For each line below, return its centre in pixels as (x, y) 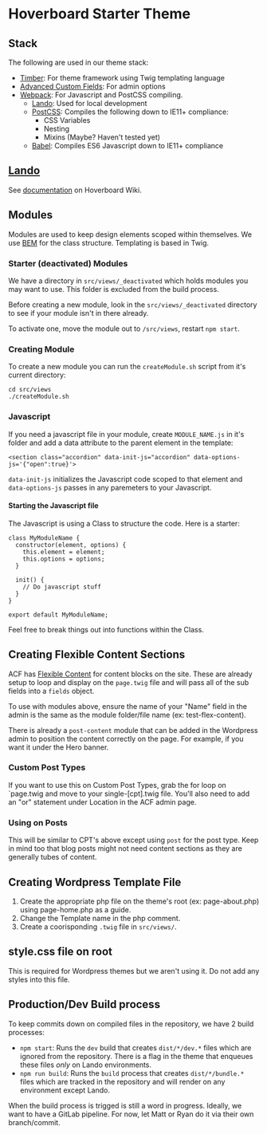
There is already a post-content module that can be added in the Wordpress (133, 730)
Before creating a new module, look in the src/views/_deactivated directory (133, 305)
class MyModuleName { (44, 538)
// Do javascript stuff (62, 587)
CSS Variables (67, 120)
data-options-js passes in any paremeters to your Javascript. (110, 487)
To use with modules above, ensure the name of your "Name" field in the (128, 706)
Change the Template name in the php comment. (100, 918)
